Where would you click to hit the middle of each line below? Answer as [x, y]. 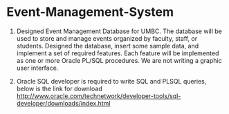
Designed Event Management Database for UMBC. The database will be [119, 31]
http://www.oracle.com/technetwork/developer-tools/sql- [99, 96]
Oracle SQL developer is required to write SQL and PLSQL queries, [111, 81]
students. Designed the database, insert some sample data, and [107, 46]
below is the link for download [59, 88]
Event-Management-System [90, 12]
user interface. [37, 68]
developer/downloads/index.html [63, 103]
